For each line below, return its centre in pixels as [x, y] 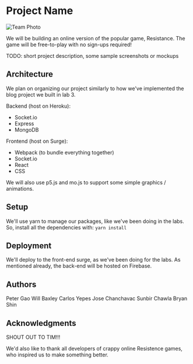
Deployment [29, 245]
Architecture [30, 74]
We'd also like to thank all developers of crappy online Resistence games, [94, 348]
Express [24, 123]
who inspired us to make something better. [57, 355]
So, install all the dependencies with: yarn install [66, 227]
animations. [20, 188]
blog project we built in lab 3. [41, 94]
